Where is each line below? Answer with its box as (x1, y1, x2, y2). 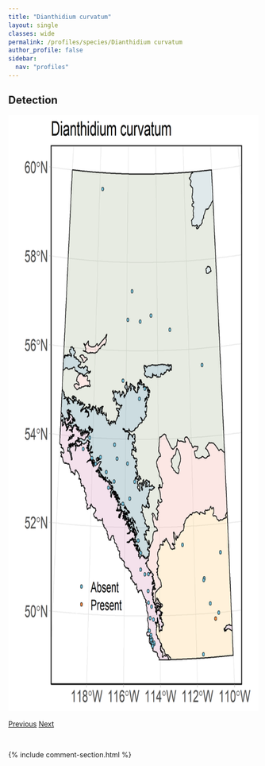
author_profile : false (8, 46, 83, 55)
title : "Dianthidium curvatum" (8, 13, 112, 21)
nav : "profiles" (15, 64, 69, 72)
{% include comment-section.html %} (8, 749, 132, 759)
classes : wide (8, 29, 56, 37)
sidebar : (8, 55, 37, 63)
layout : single (8, 21, 59, 29)
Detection (8, 94, 58, 107)
